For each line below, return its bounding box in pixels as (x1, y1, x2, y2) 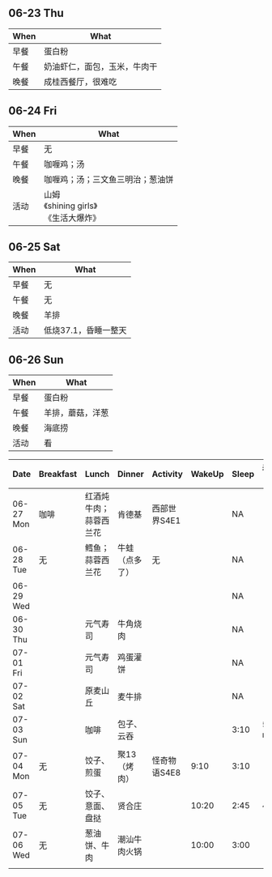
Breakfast (39, 469, 78, 480)
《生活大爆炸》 (44, 212, 101, 224)
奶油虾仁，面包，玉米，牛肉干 (44, 61, 158, 72)
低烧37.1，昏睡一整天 (44, 325, 127, 336)
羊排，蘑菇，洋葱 (44, 407, 109, 419)
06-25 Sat (8, 241, 61, 254)
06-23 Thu (8, 6, 65, 20)
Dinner (117, 469, 144, 480)
